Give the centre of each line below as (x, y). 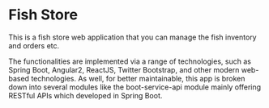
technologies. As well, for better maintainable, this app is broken (138, 78)
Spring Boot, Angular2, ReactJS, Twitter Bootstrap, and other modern (124, 69)
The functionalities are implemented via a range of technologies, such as (130, 61)
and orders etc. (34, 45)
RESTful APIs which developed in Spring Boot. (85, 95)
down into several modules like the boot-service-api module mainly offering (135, 87)
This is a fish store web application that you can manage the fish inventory (132, 37)
